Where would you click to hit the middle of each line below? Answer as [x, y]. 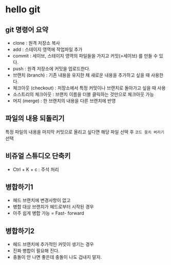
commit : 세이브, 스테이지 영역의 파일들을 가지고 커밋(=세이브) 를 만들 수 [85, 56]
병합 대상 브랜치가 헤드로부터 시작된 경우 [53, 207]
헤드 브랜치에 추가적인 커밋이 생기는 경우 [53, 244]
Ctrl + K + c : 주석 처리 [36, 169]
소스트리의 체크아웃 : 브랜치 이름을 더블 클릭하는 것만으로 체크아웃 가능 [83, 94]
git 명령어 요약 [27, 30]
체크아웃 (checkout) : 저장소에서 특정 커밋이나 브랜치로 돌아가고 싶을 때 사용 [89, 88]
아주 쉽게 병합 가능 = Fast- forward [49, 213]
